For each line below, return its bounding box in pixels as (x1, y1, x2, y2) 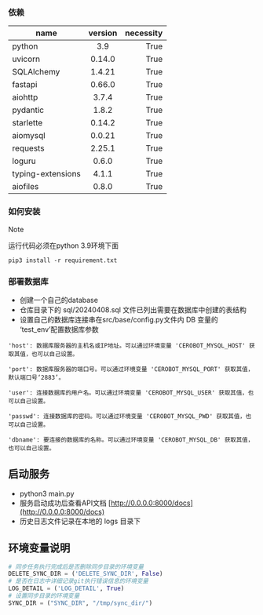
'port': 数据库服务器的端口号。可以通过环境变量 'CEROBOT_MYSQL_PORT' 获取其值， (8, 365, 254, 373)
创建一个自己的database (19, 295, 98, 304)
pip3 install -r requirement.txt (8, 257, 118, 264)
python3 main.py (19, 489, 75, 498)
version (88, 27, 118, 38)
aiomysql (12, 130, 46, 141)
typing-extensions (12, 169, 81, 180)
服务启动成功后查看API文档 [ (19, 498, 111, 508)
